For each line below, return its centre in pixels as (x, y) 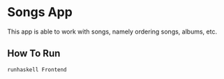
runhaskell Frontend (37, 70)
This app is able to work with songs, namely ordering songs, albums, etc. (112, 31)
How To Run (34, 53)
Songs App (40, 12)
